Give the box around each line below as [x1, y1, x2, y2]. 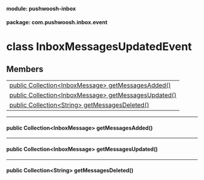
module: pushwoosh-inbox [6, 5, 76, 12]
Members [6, 64, 44, 74]
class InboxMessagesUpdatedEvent [6, 40, 192, 54]
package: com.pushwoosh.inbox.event [6, 19, 108, 26]
